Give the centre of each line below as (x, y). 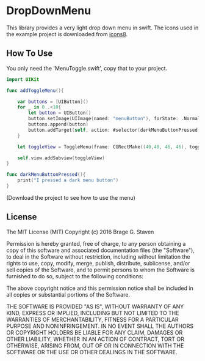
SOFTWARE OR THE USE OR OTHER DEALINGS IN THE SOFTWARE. (92, 352)
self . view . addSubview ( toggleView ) (61, 158)
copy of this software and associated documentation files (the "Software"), (101, 250)
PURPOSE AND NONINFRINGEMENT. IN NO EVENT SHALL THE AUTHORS (100, 326)
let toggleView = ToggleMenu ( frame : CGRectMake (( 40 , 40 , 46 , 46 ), (102, 147)
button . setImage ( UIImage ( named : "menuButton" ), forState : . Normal (114, 119)
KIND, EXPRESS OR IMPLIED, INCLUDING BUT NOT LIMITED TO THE (93, 313)
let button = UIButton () (60, 113)
